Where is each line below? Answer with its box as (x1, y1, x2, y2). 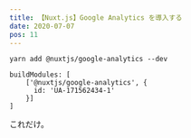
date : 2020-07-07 (9, 22, 75, 31)
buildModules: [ (9, 70, 71, 79)
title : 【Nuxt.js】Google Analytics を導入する (9, 13, 183, 23)
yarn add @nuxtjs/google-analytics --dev (9, 55, 168, 64)
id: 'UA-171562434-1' (33, 87, 116, 96)
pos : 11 (9, 30, 39, 39)
